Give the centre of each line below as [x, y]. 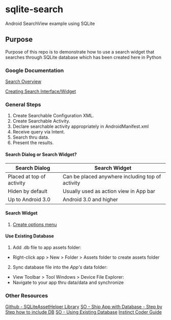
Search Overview [23, 82]
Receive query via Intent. [39, 132]
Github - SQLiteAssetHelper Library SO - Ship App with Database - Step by [84, 307]
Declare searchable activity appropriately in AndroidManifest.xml [81, 126]
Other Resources [27, 296]
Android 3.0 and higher [90, 199]
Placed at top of [27, 176]
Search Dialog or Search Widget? [41, 154]
